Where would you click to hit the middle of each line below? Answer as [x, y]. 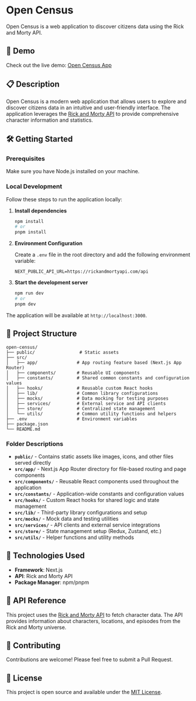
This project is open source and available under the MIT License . [84, 692]
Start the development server [51, 283]
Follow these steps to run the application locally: [64, 199]
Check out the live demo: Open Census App [59, 65]
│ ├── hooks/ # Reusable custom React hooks [80, 388]
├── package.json [27, 424]
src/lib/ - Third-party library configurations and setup [81, 512]
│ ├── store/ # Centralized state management [81, 408]
